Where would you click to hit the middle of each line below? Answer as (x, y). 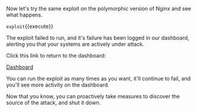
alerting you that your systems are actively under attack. (75, 44)
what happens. (24, 15)
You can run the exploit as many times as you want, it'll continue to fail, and (98, 79)
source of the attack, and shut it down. (54, 103)
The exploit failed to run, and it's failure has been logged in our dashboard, (98, 38)
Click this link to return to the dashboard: (56, 55)
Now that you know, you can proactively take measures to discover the (93, 96)
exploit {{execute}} (30, 26)
